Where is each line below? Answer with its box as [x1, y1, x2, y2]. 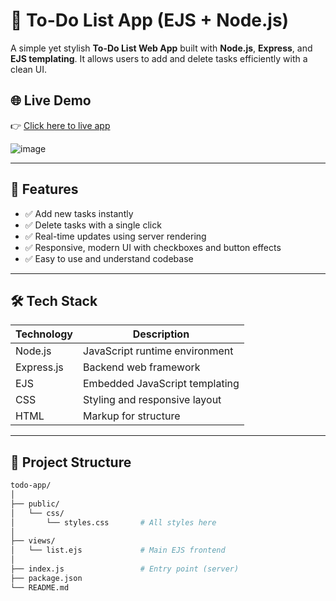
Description [132, 327, 190, 341]
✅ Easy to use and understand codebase [24, 252, 194, 264]
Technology [15, 327, 73, 341]
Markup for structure [83, 409, 181, 423]
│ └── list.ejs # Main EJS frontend [10, 545, 226, 556]
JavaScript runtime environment [83, 344, 234, 358]
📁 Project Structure [10, 454, 132, 471]
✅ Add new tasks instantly [24, 207, 134, 219]
